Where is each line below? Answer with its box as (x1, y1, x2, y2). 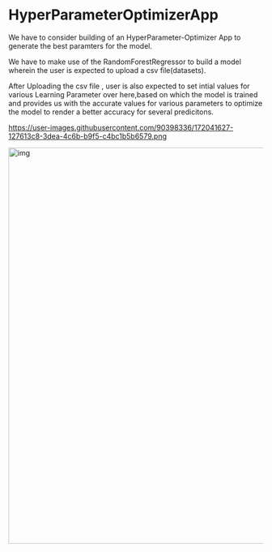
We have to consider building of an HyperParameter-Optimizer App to (8, 32, 241, 42)
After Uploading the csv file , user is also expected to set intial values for (8, 81, 250, 91)
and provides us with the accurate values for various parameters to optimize (8, 98, 263, 108)
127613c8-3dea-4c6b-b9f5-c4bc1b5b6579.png (8, 131, 168, 141)
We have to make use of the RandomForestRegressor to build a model (8, 57, 241, 66)
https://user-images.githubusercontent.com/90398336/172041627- (8, 122, 234, 132)
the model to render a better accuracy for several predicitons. (8, 107, 215, 117)
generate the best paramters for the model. (8, 41, 152, 50)
